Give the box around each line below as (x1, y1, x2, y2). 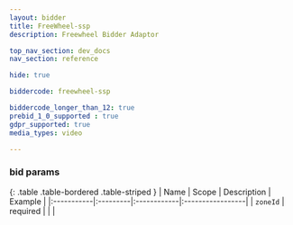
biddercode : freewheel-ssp (9, 87, 111, 96)
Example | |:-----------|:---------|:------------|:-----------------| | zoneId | (9, 195, 285, 207)
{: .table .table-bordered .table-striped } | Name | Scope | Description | (9, 186, 271, 197)
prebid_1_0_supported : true (9, 112, 119, 121)
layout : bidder (9, 13, 67, 22)
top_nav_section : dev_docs (9, 46, 111, 55)
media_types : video (9, 128, 83, 138)
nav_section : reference (9, 55, 99, 64)
